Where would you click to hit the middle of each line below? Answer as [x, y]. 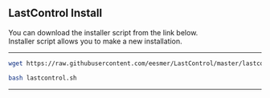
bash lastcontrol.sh [43, 78]
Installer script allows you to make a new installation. [95, 41]
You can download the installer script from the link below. [103, 32]
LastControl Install [55, 13]
